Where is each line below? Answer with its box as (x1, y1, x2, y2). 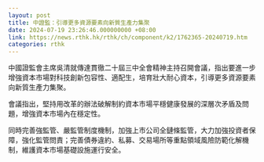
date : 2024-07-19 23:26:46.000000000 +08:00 (8, 26, 156, 34)
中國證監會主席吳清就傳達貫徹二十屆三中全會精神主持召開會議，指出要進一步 (8, 63, 256, 73)
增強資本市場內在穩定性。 (21, 109, 104, 118)
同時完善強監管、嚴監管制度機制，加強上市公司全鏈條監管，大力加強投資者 (8, 126, 249, 135)
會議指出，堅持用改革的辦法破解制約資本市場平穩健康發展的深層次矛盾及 (8, 99, 242, 109)
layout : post (8, 11, 51, 20)
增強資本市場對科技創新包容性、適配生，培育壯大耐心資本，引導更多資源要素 (8, 73, 256, 82)
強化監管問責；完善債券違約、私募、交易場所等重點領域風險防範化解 (21, 135, 242, 145)
